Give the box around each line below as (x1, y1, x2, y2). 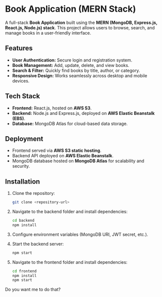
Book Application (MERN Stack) (5, 3, 136, 15)
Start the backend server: (12, 241, 64, 247)
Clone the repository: (12, 191, 55, 196)
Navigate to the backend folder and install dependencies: (12, 209, 128, 214)
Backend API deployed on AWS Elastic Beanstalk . (12, 153, 114, 159)
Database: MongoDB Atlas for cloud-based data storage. (12, 121, 128, 127)
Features (5, 44, 33, 52)
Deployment (5, 134, 44, 143)
